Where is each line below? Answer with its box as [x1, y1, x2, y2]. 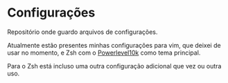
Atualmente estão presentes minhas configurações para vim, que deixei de [7, 41, 221, 49]
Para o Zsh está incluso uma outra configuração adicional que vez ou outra [7, 62, 222, 70]
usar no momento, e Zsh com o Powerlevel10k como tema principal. [7, 48, 201, 57]
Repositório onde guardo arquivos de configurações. [7, 28, 158, 36]
